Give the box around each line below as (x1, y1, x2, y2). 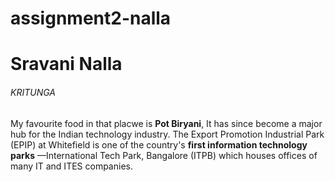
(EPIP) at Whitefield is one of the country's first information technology (10, 138, 308, 151)
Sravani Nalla (10, 53, 123, 76)
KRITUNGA (10, 86, 56, 98)
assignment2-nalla (10, 7, 172, 30)
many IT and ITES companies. (10, 160, 133, 172)
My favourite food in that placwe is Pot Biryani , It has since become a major (10, 117, 323, 129)
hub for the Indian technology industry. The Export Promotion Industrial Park (10, 128, 325, 140)
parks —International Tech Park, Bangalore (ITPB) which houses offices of (10, 149, 318, 161)
